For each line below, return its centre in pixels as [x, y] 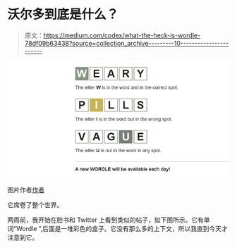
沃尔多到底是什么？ [63, 14]
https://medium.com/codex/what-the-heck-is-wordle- [122, 35]
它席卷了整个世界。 [35, 205]
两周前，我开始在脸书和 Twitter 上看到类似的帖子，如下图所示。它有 [106, 220]
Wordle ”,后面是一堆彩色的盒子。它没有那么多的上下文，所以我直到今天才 [122, 229]
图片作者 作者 [26, 190]
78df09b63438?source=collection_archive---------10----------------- [127, 43]
